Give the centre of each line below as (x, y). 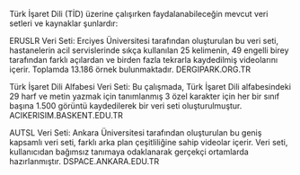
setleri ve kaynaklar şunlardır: (64, 23)
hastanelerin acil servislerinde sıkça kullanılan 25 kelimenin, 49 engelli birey (149, 50)
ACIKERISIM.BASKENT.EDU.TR (66, 115)
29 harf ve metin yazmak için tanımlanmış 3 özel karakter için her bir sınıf (145, 96)
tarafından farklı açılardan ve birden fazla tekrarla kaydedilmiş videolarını (144, 60)
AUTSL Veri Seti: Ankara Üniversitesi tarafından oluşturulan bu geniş (136, 133)
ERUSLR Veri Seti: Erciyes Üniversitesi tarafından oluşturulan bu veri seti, (144, 41)
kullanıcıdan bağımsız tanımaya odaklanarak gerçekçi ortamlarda (129, 152)
